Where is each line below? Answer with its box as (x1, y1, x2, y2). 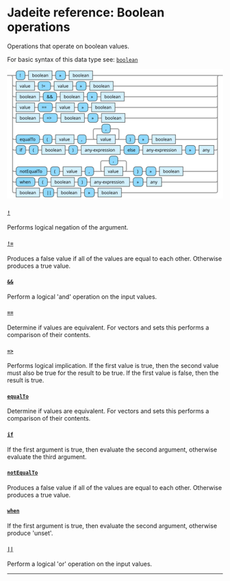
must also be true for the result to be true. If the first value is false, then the (7, 369, 219, 378)
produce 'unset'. (7, 529, 53, 537)
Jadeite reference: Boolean (7, 5, 165, 21)
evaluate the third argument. (7, 452, 87, 460)
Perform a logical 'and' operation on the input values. (7, 293, 157, 301)
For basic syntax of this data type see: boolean (7, 55, 138, 63)
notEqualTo (7, 469, 38, 477)
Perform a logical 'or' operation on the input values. (7, 560, 153, 568)
